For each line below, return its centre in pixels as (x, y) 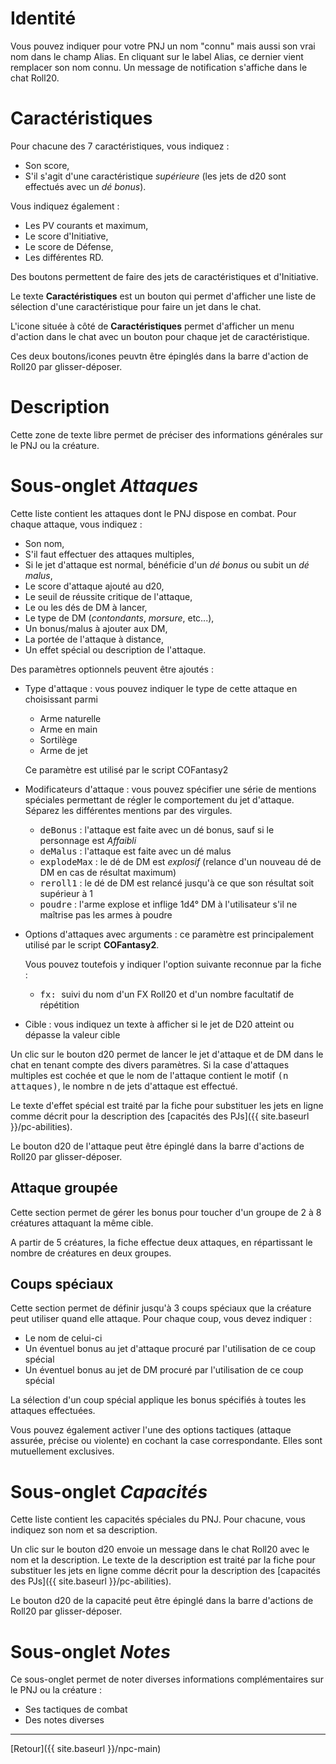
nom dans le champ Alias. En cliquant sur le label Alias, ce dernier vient (157, 56)
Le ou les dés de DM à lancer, (86, 607)
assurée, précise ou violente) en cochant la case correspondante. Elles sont (166, 1441)
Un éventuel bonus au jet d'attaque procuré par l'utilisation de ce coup (170, 1349)
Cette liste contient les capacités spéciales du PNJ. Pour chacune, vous (158, 1519)
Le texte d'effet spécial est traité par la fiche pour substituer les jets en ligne (167, 1105)
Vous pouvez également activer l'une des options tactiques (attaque (151, 1430)
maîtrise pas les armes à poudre (106, 914)
